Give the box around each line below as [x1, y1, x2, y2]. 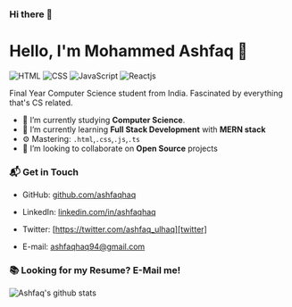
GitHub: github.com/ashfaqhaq [21, 189, 137, 200]
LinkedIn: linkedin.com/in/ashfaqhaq [21, 207, 156, 218]
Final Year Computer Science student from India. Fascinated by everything [9, 87, 284, 98]
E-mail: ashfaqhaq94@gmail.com [21, 241, 146, 253]
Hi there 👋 [9, 8, 54, 21]
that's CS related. [9, 97, 73, 108]
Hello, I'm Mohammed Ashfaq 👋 [9, 41, 248, 62]
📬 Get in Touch [9, 165, 79, 178]
